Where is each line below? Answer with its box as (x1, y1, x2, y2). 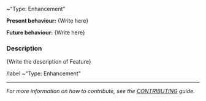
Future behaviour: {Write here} (6, 29, 85, 36)
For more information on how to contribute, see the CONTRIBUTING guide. (6, 88, 195, 95)
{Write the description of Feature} (6, 58, 91, 65)
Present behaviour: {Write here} (6, 17, 89, 24)
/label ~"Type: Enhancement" (6, 70, 81, 77)
